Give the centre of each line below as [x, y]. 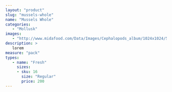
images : [14, 34]
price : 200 [33, 81]
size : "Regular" [39, 77]
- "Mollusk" [25, 29]
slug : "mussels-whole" [29, 15]
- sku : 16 [27, 72]
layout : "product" [25, 10]
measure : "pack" [23, 53]
